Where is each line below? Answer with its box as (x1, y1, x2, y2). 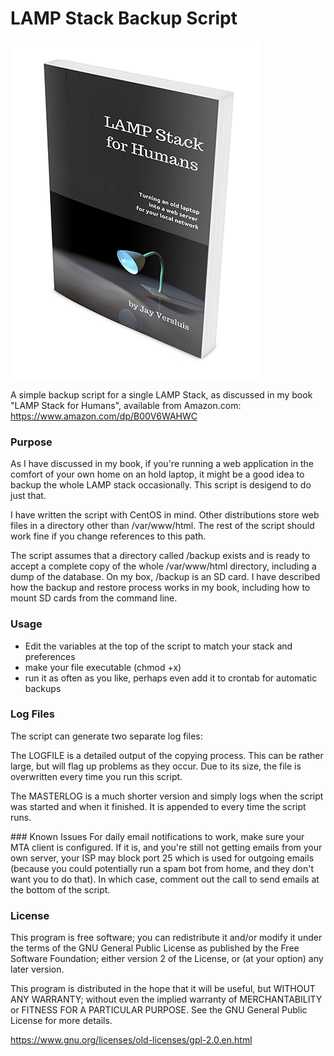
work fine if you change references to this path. (10, 530, 207, 542)
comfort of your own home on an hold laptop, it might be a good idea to (10, 468, 305, 481)
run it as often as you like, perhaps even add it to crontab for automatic (24, 672, 318, 684)
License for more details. (10, 1015, 113, 1027)
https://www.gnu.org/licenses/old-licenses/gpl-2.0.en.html (10, 1034, 253, 1046)
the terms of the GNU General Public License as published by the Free (10, 942, 300, 954)
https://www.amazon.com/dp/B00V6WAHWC (10, 410, 198, 422)
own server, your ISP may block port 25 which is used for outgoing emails (10, 852, 315, 864)
